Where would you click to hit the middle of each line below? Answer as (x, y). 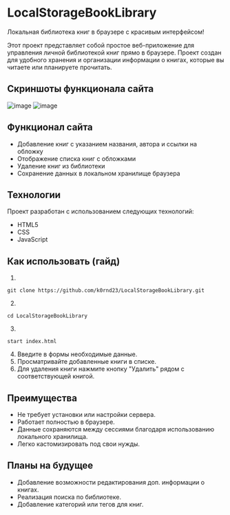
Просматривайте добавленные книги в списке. (87, 362)
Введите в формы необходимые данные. (77, 354)
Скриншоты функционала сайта (80, 89)
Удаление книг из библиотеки (61, 166)
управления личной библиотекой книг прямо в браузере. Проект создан (114, 52)
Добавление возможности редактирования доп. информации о (111, 482)
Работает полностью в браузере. (66, 422)
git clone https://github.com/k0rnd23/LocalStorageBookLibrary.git (106, 291)
